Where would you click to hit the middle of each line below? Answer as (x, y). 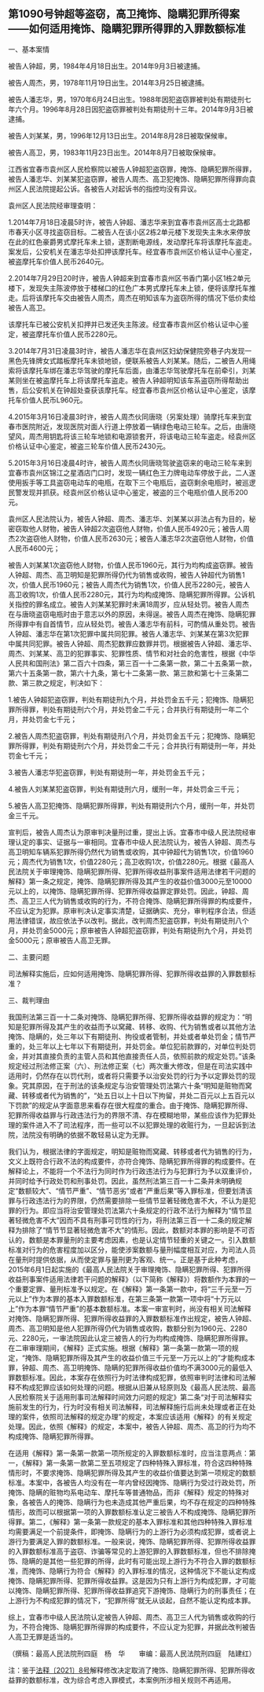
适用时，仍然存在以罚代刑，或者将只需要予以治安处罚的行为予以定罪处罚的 (128, 1076)
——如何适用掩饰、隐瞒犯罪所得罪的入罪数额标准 (127, 29)
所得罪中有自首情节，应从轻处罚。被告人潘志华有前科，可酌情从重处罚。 (125, 624)
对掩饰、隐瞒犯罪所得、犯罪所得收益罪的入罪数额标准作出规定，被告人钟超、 (132, 1318)
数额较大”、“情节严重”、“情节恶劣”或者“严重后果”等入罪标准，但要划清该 (136, 1191)
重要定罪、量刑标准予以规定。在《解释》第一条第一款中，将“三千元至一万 (134, 1289)
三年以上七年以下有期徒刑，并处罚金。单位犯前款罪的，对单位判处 (142, 1046)
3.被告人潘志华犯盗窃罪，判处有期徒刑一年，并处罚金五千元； (108, 772)
